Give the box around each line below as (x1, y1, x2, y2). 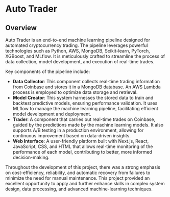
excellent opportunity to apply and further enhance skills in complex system (5, 181, 165, 186)
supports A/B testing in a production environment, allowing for (12, 127, 144, 133)
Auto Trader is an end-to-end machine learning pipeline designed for (5, 37, 151, 43)
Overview (5, 23, 37, 32)
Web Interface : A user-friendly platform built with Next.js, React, (12, 138, 149, 144)
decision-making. (12, 154, 50, 160)
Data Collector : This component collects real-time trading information (12, 79, 160, 84)
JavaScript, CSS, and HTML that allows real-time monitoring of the (12, 143, 153, 150)
